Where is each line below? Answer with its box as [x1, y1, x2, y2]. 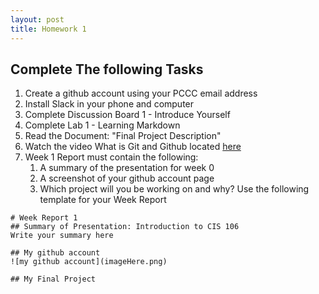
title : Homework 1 [10, 24, 87, 34]
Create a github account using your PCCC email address [24, 87, 258, 100]
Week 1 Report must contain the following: [24, 151, 199, 163]
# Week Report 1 [10, 213, 78, 223]
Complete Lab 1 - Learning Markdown [24, 119, 181, 131]
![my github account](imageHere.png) [10, 257, 168, 267]
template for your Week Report [39, 194, 167, 206]
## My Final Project [10, 274, 97, 285]
